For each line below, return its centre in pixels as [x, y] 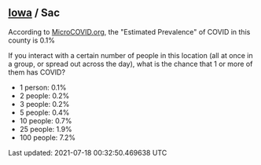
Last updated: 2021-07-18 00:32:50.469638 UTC [88, 152]
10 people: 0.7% [46, 120]
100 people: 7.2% [48, 137]
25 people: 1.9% [46, 129]
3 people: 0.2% [44, 104]
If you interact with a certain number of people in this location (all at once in [130, 55]
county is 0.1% [32, 40]
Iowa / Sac [34, 13]
